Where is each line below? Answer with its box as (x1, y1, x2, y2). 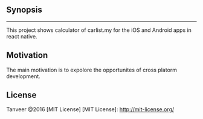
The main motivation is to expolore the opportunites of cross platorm (6, 66, 177, 73)
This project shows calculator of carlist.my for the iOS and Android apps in (6, 26, 192, 34)
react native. (6, 32, 37, 40)
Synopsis (6, 5, 42, 15)
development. (6, 72, 40, 80)
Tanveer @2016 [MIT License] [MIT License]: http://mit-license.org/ (6, 106, 175, 113)
